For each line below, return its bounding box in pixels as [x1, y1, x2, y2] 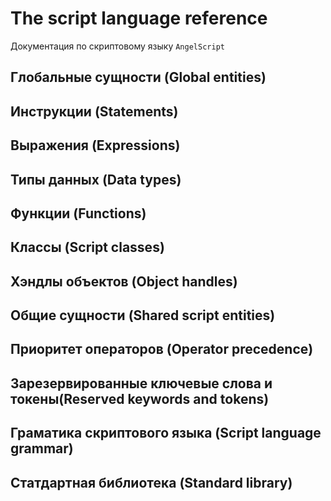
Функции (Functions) [10, 205, 147, 222]
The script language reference [10, 7, 268, 30]
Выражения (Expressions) [10, 137, 181, 154]
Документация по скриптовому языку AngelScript [10, 40, 225, 52]
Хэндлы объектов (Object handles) [10, 273, 238, 290]
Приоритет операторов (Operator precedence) [10, 341, 314, 358]
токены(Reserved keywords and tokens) [10, 390, 270, 407]
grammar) [10, 440, 74, 457]
